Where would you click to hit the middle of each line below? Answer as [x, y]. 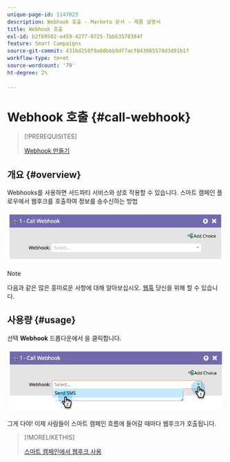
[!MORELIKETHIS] [49, 437]
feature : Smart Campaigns [44, 44]
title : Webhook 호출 [35, 29]
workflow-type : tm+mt [38, 59]
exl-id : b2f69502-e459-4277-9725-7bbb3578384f [75, 37]
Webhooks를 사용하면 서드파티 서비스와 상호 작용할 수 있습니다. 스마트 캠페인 [111, 192]
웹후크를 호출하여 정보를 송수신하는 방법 [84, 201]
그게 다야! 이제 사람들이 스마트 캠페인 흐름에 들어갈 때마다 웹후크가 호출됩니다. [112, 423]
